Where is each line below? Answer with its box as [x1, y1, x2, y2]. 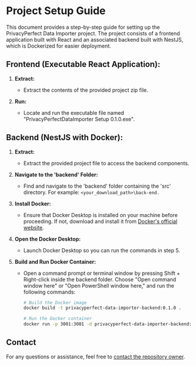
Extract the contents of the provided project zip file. [23, 86, 148, 94]
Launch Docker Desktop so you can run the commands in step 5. [23, 247, 180, 254]
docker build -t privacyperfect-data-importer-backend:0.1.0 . [23, 305, 182, 311]
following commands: [23, 288, 76, 295]
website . [23, 224, 44, 231]
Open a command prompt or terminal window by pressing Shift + [23, 269, 180, 277]
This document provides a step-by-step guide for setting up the [6, 24, 160, 31]
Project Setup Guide [6, 4, 106, 18]
